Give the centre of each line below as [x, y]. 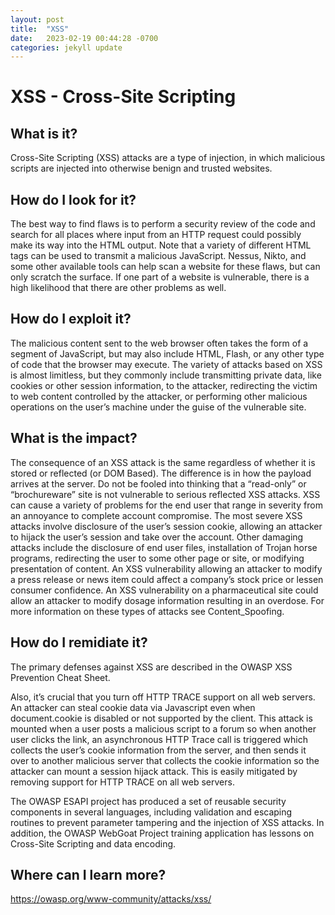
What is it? [44, 133]
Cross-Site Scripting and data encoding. [93, 843]
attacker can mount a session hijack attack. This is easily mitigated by [154, 771]
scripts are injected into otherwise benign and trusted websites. [141, 168]
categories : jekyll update [66, 47]
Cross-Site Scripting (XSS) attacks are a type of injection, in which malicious [168, 158]
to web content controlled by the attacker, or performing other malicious [159, 396]
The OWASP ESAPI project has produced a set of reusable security [148, 801]
